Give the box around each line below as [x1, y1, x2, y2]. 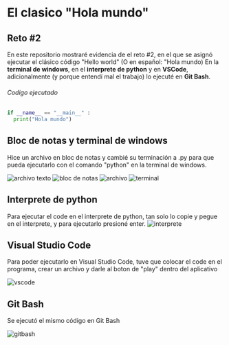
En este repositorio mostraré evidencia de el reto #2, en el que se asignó [7, 50, 213, 59]
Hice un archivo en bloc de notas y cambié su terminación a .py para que [7, 153, 215, 161]
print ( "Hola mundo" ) [13, 116, 72, 123]
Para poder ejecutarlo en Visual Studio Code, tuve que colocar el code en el [7, 258, 222, 266]
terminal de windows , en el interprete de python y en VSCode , [7, 65, 188, 73]
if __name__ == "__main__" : [7, 109, 91, 116]
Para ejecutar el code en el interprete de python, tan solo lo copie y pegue [7, 212, 218, 220]
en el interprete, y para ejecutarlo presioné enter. [7, 219, 146, 228]
